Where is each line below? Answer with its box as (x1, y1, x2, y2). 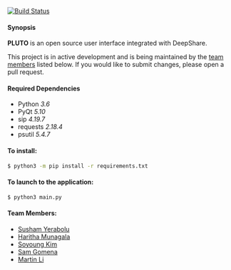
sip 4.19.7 (17, 115, 46, 124)
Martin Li (17, 255, 44, 264)
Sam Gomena (17, 247, 58, 256)
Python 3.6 (17, 100, 50, 108)
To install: (7, 147, 38, 155)
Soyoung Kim (17, 239, 58, 249)
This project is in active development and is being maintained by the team (7, 53, 224, 61)
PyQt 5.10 (17, 108, 46, 116)
